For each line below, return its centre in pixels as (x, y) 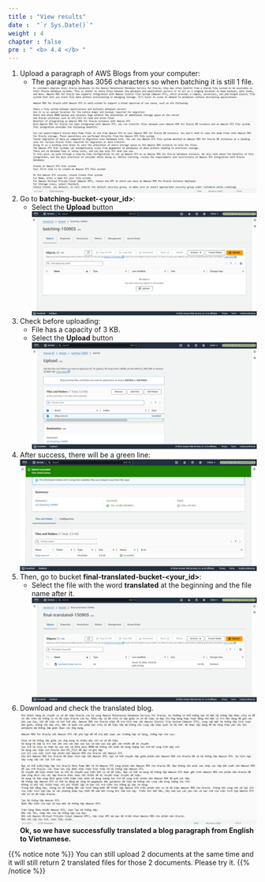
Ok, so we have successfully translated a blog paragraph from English (136, 831)
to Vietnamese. (45, 839)
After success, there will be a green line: (85, 455)
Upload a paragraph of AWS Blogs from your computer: (110, 73)
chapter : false (35, 42)
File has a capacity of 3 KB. (76, 330)
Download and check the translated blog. (86, 708)
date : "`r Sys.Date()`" (50, 25)
